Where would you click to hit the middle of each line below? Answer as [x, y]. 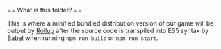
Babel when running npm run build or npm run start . [83, 38]
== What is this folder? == [44, 10]
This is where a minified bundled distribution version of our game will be [110, 23]
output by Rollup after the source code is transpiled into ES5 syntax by [108, 31]
